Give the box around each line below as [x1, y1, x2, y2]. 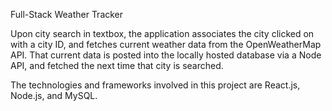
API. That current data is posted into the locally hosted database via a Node [10, 49, 322, 61]
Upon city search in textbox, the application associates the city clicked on [10, 28, 315, 39]
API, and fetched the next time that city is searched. [10, 60, 224, 71]
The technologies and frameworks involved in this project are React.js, [10, 79, 301, 91]
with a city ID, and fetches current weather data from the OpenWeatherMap [10, 39, 322, 50]
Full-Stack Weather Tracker [10, 9, 124, 20]
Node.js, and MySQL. [10, 90, 98, 101]
